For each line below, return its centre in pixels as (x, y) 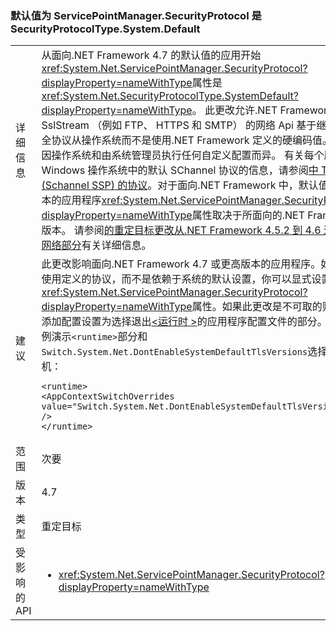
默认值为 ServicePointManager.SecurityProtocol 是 (136, 15)
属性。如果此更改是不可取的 (257, 307)
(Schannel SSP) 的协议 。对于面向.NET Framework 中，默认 (180, 185)
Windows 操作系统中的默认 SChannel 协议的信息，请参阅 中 (180, 170)
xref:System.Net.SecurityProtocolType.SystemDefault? (170, 96)
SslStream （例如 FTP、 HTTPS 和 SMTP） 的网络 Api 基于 (179, 125)
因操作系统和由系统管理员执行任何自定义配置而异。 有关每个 (183, 155)
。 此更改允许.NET (234, 110)
